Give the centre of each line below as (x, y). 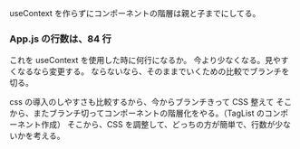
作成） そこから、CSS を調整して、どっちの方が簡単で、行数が (158, 125)
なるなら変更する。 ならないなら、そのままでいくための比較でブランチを (153, 71)
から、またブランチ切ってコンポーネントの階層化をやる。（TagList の (137, 113)
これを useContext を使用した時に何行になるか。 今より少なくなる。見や (145, 61)
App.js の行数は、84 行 (60, 39)
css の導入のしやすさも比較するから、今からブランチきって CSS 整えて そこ (151, 102)
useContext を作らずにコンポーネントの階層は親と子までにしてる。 (135, 13)
